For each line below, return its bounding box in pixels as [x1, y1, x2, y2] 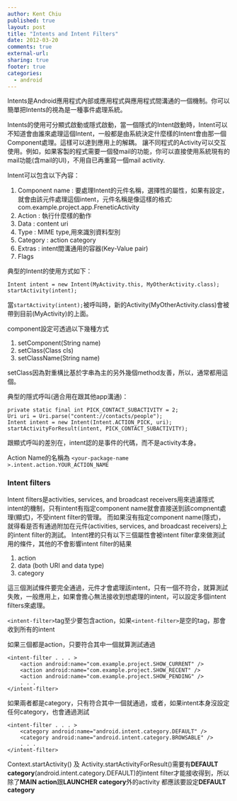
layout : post [7, 23, 46, 31]
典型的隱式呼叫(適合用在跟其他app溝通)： [7, 392, 129, 401]
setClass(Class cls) [17, 346, 74, 355]
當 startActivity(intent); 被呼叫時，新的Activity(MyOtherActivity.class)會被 [7, 301, 230, 309]
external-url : [7, 50, 50, 57]
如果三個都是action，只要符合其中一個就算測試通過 [7, 640, 156, 648]
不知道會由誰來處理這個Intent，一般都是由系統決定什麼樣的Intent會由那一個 [7, 129, 226, 138]
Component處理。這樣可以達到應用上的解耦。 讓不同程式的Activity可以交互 [7, 138, 226, 147]
